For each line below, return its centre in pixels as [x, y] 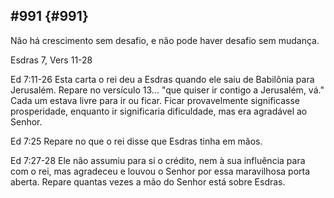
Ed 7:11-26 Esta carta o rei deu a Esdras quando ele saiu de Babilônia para [162, 79]
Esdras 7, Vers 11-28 [51, 60]
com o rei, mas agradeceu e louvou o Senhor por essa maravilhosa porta [160, 171]
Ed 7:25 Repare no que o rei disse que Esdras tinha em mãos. [136, 141]
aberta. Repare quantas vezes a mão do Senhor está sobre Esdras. [148, 181]
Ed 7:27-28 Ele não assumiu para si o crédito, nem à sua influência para [158, 160]
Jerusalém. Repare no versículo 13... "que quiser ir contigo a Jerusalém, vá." [167, 90]
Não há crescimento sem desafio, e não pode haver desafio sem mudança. [165, 40]
